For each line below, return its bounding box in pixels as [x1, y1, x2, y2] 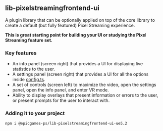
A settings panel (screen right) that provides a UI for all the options [12, 71, 149, 77]
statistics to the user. [12, 66, 55, 72]
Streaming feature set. [5, 37, 53, 43]
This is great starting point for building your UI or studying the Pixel [5, 32, 147, 38]
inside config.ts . [12, 77, 46, 83]
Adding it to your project [5, 110, 65, 117]
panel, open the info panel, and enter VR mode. [12, 87, 109, 93]
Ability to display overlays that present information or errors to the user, [12, 92, 159, 98]
